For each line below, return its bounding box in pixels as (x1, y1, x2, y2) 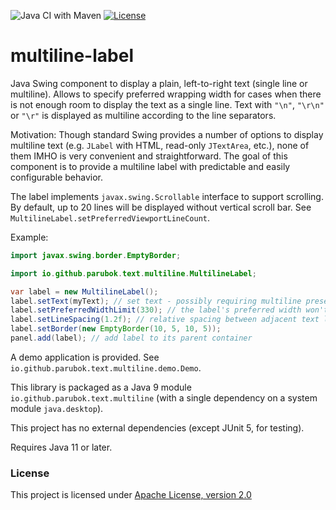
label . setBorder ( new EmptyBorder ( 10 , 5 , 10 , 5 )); (10, 324, 222, 334)
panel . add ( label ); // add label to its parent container (10, 333, 253, 344)
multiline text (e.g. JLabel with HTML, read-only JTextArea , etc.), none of (10, 139, 310, 151)
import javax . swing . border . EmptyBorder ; (10, 250, 182, 260)
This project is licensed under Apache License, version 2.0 (10, 489, 252, 501)
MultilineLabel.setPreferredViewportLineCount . (10, 211, 211, 224)
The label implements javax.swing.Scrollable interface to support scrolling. (10, 190, 324, 202)
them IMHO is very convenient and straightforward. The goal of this (10, 150, 288, 162)
